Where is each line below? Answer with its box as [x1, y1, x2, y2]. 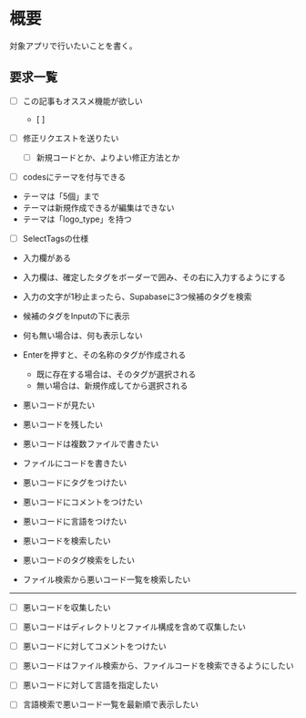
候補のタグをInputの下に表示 [22, 311, 130, 322]
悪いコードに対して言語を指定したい [22, 680, 159, 691]
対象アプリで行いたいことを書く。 [9, 40, 138, 51]
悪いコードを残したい [22, 419, 103, 430]
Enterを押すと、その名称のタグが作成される [22, 349, 187, 360]
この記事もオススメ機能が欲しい [22, 95, 143, 106]
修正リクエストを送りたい [22, 132, 119, 143]
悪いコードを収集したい [22, 602, 111, 613]
